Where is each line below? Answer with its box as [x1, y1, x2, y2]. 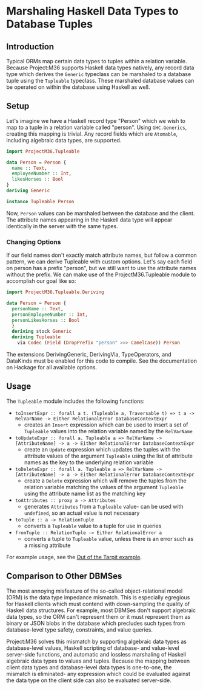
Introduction [6, 41, 55, 52]
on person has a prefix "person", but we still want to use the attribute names [6, 265, 197, 272]
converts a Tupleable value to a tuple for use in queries [24, 522, 162, 529]
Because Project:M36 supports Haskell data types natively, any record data [6, 64, 195, 71]
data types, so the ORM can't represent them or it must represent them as [6, 613, 191, 620]
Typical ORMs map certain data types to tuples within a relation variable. [6, 58, 187, 64]
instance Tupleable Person [6, 198, 75, 204]
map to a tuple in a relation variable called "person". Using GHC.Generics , [6, 124, 187, 131]
